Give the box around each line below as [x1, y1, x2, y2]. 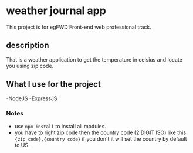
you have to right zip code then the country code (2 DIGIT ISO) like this [14, 129, 187, 136]
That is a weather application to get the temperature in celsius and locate [6, 56, 183, 63]
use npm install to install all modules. [14, 123, 107, 130]
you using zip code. [6, 62, 54, 69]
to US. [14, 141, 31, 148]
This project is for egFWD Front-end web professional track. [6, 23, 151, 30]
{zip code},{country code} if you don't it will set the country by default [14, 135, 187, 142]
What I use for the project [6, 79, 101, 89]
